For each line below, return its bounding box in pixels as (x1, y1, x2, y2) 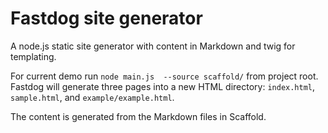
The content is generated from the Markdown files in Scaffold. (10, 110, 267, 122)
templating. (10, 50, 57, 62)
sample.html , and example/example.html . (10, 91, 175, 103)
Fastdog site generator (10, 7, 203, 30)
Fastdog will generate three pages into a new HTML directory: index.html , (10, 80, 316, 92)
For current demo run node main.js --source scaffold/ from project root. (10, 70, 319, 82)
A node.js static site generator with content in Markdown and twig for (10, 40, 296, 52)
